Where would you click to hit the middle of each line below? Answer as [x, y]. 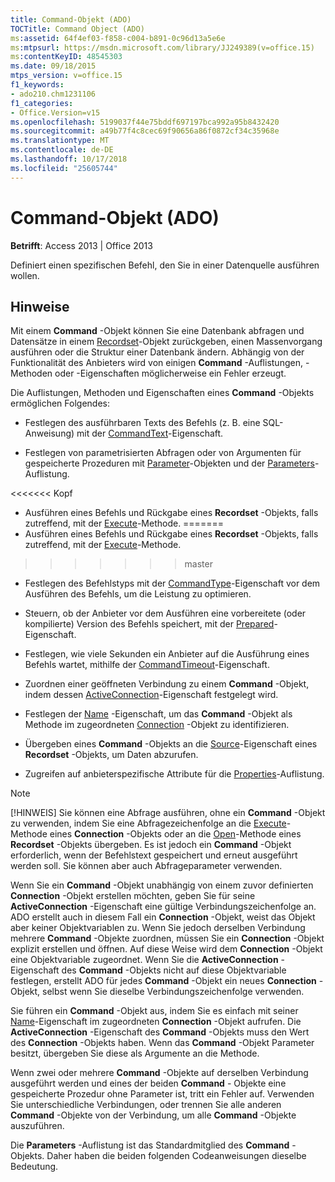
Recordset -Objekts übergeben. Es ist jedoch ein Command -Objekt [151, 845]
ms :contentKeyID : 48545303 [66, 57]
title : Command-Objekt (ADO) [71, 19]
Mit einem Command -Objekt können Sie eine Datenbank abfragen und [157, 331]
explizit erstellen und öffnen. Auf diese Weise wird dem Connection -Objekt [166, 949]
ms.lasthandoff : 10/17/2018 [69, 159]
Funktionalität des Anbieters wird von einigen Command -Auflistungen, [156, 363]
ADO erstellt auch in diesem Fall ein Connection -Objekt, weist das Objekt [163, 917]
